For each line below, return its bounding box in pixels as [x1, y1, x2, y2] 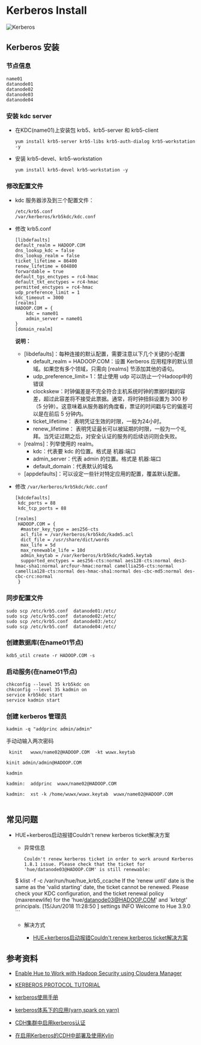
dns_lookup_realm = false [14, 253, 80, 259]
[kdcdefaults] [14, 495, 50, 501]
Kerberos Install [6, 4, 87, 17]
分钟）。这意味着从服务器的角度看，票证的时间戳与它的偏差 [43, 403, 188, 410]
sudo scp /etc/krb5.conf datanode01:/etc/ [6, 608, 117, 614]
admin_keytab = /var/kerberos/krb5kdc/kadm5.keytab [20, 553, 152, 559]
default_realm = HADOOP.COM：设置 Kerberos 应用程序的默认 [32, 358, 188, 365]
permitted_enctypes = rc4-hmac [14, 284, 94, 291]
